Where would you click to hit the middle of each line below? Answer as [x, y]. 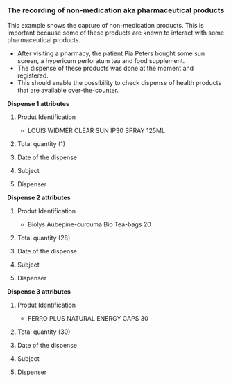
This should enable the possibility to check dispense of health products [119, 83]
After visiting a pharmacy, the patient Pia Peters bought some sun [111, 53]
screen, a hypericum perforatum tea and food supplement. [101, 61]
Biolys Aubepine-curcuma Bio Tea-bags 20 [89, 224]
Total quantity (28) [44, 238]
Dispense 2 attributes [39, 198]
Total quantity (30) [44, 332]
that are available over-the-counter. [68, 90]
